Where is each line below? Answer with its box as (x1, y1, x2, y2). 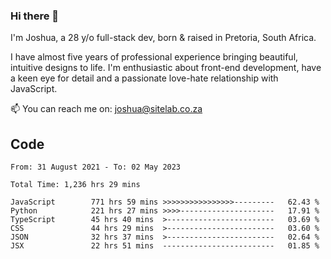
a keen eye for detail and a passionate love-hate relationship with (10, 72, 279, 84)
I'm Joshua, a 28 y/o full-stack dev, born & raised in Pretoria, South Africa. (10, 32, 317, 44)
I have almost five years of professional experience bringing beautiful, (10, 51, 299, 63)
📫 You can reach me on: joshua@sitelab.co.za (10, 103, 203, 115)
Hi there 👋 (10, 9, 60, 23)
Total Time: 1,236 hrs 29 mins (10, 180, 141, 190)
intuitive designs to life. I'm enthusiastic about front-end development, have (10, 62, 322, 74)
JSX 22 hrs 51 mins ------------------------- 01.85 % (10, 241, 320, 251)
